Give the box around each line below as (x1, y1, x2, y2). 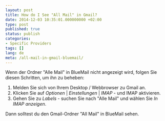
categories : (5, 36, 31, 42)
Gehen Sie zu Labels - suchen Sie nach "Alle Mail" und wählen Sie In (12, 95, 158, 102)
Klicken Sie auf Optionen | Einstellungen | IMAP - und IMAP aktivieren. (12, 90, 161, 96)
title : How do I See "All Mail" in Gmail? (5, 12, 97, 17)
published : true (5, 27, 40, 32)
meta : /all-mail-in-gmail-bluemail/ (5, 55, 84, 60)
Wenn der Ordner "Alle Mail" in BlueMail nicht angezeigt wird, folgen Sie (5, 69, 157, 75)
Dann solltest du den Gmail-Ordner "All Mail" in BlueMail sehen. (5, 111, 139, 117)
